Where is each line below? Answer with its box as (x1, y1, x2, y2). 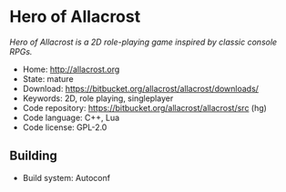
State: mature (22, 73, 75, 84)
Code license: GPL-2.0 (22, 121, 107, 133)
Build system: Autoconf (22, 172, 111, 183)
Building (9, 148, 57, 164)
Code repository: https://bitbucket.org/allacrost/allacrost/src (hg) (22, 102, 267, 113)
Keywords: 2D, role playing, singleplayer (22, 93, 174, 104)
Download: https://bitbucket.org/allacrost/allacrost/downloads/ (22, 83, 260, 94)
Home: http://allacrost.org (22, 64, 120, 75)
